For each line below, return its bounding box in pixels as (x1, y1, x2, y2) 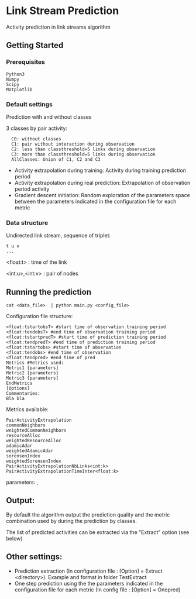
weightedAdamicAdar (6, 448, 54, 454)
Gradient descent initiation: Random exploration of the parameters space (14, 191, 190, 198)
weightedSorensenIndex (6, 458, 61, 464)
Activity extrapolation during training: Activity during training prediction (14, 167, 186, 174)
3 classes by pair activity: (6, 125, 68, 132)
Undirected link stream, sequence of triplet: (6, 232, 111, 239)
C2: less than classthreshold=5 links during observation (11, 146, 156, 152)
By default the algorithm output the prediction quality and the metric (6, 511, 170, 518)
